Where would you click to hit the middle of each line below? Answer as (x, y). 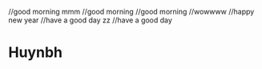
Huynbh (35, 53)
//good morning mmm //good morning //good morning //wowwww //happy (131, 12)
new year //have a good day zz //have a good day (90, 20)
